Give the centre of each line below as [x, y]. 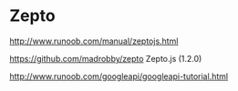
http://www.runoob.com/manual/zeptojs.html [94, 41]
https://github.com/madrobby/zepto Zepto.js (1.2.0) [106, 58]
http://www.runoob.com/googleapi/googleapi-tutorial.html [119, 76]
